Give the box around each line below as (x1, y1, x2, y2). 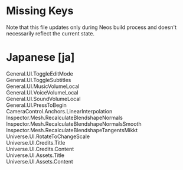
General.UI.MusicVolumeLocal (6, 83, 80, 90)
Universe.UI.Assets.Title (6, 152, 65, 159)
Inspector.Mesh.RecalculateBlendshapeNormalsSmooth (6, 120, 142, 127)
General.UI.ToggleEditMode (6, 70, 74, 77)
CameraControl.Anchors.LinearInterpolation (6, 107, 113, 115)
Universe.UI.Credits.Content (6, 145, 74, 152)
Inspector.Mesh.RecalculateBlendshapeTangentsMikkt (6, 126, 138, 133)
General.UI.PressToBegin (6, 102, 67, 109)
